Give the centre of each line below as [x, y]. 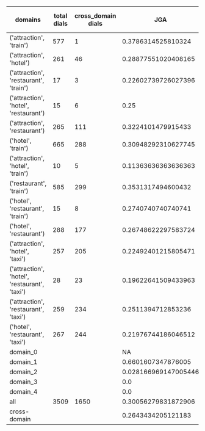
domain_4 [23, 392]
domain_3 [23, 382]
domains [28, 20]
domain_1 [23, 362]
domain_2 [23, 372]
